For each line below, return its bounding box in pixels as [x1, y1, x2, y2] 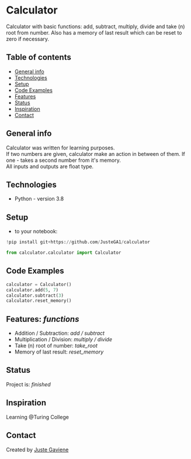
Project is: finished [6, 380, 51, 387]
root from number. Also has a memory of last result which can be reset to [6, 29, 182, 36]
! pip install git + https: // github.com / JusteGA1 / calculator [6, 239, 150, 245]
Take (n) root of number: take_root [14, 342, 98, 349]
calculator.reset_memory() [6, 298, 72, 304]
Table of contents [6, 52, 71, 62]
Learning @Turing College [6, 413, 69, 420]
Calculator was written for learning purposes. [6, 144, 115, 151]
